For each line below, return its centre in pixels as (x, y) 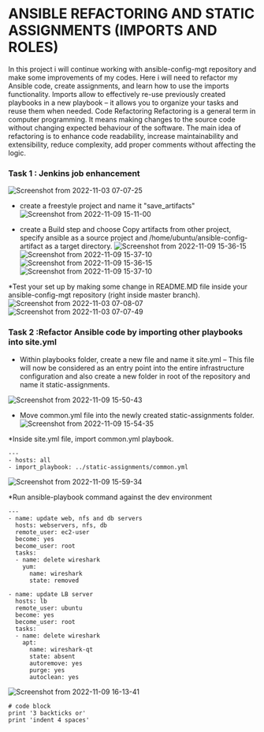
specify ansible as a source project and (84, 238)
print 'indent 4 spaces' (49, 720)
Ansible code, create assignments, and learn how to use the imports (119, 86)
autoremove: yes (56, 663)
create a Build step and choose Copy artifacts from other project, (125, 230)
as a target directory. (78, 246)
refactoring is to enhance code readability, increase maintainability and (123, 136)
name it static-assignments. (65, 384)
